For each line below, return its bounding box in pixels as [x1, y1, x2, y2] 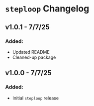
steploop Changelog [5, 3, 90, 14]
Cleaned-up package [12, 54, 56, 60]
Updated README [12, 49, 50, 55]
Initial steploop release [12, 95, 59, 101]
